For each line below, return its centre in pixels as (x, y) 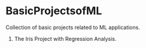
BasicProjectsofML (54, 11)
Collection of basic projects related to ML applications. (73, 27)
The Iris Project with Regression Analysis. (66, 39)
